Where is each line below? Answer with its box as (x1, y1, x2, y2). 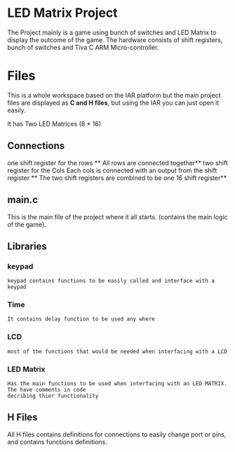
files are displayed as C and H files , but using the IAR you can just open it (7, 98, 220, 107)
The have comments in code (7, 387, 86, 394)
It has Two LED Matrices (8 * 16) (7, 120, 102, 128)
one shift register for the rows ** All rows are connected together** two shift (7, 158, 228, 167)
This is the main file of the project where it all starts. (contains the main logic (7, 212, 228, 221)
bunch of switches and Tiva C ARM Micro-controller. (7, 43, 159, 51)
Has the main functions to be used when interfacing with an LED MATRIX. (7, 380, 228, 387)
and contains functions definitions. (7, 437, 107, 446)
